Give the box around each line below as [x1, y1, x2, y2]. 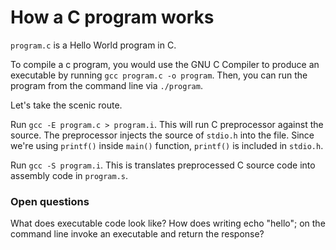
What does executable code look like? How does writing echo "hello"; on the [10, 217, 326, 230]
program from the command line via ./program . [10, 79, 203, 91]
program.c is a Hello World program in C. [10, 39, 177, 51]
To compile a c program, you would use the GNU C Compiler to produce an [10, 58, 320, 70]
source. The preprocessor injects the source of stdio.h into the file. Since [10, 129, 315, 141]
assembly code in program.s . [10, 169, 129, 181]
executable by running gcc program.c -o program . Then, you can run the [10, 69, 308, 81]
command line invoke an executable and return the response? [10, 228, 265, 240]
